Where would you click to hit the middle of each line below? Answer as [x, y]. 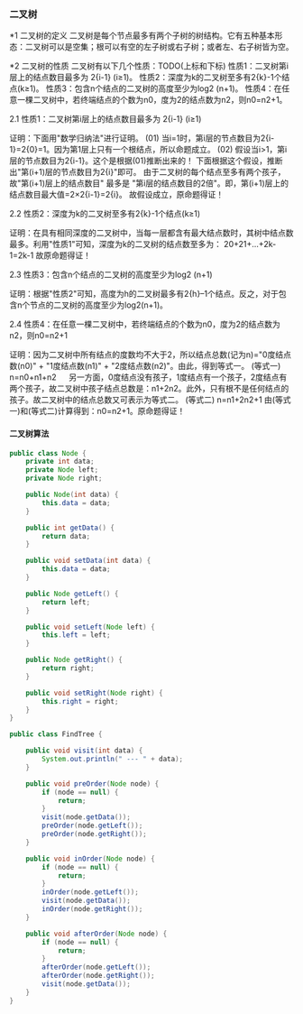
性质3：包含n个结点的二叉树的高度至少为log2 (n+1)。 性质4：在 [164, 88]
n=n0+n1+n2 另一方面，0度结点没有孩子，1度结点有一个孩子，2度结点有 [148, 377]
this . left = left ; [76, 635]
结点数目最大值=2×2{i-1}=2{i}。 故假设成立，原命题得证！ [117, 195]
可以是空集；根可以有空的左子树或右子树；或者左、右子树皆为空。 [171, 47]
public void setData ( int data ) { [88, 561]
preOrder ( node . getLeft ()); [92, 826]
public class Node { [48, 453]
